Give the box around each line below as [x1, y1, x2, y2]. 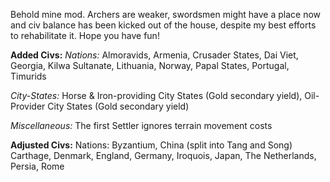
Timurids [10, 70, 47, 82]
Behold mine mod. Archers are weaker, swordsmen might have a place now [10, 9, 321, 20]
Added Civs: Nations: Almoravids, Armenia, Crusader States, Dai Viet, [10, 49, 299, 61]
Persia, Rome [10, 160, 65, 172]
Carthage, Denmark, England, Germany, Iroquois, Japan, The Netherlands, [10, 150, 317, 161]
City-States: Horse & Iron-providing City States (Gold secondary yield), [10, 90, 303, 101]
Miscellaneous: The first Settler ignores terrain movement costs [10, 120, 273, 131]
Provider [10, 100, 46, 112]
